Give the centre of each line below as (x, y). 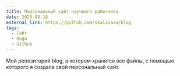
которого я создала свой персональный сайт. (63, 67)
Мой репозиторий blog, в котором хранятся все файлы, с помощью (90, 61)
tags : (13, 28)
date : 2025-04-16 (27, 17)
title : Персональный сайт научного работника (62, 11)
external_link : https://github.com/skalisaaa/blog (69, 22)
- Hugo (19, 39)
